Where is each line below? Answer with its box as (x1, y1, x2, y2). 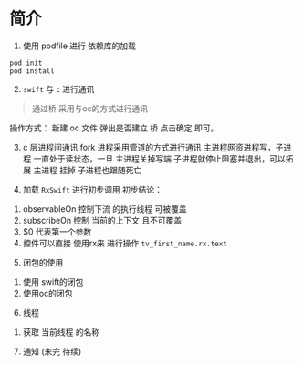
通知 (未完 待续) (22, 346, 82, 357)
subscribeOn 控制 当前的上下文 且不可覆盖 (22, 214, 183, 225)
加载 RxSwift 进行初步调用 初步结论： (22, 183, 162, 194)
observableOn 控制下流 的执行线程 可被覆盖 (22, 203, 187, 214)
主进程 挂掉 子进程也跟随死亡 (33, 164, 142, 175)
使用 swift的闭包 (22, 276, 84, 287)
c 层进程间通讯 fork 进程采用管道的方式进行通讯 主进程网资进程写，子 (22, 141, 284, 152)
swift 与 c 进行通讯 (22, 83, 95, 94)
